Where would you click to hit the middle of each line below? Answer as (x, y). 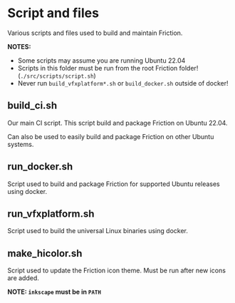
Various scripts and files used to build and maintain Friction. (95, 33)
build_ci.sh (32, 106)
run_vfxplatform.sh (51, 214)
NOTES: (19, 46)
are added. (23, 278)
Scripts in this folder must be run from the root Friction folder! (108, 68)
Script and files (53, 13)
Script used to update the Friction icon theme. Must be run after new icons (117, 271)
